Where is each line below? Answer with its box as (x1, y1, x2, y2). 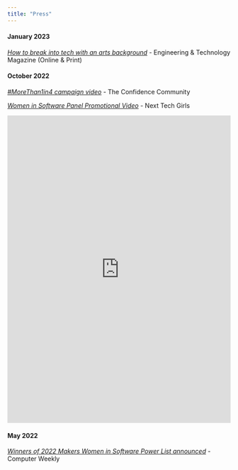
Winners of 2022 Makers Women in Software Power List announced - (7, 447, 211, 456)
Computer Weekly (7, 454, 60, 463)
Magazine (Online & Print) (7, 55, 83, 64)
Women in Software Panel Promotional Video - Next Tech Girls (7, 101, 190, 110)
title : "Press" (7, 10, 52, 18)
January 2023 (7, 33, 50, 41)
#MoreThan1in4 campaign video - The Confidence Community (7, 88, 191, 96)
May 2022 (7, 431, 38, 440)
